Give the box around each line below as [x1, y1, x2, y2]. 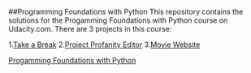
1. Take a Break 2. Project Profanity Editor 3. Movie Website [8, 40, 201, 49]
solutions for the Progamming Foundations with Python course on [8, 15, 228, 25]
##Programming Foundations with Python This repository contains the [8, 7, 244, 16]
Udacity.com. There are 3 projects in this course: [8, 24, 172, 33]
